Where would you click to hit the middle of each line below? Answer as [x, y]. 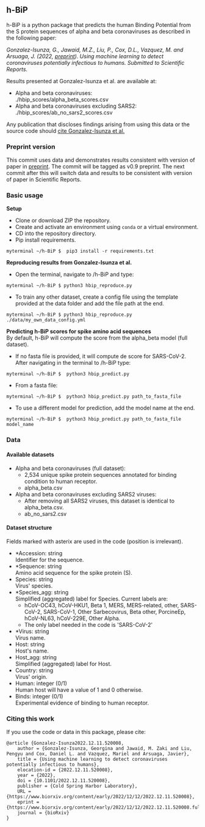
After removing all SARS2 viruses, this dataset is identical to [99, 501]
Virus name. [30, 638]
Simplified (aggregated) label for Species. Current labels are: [92, 599]
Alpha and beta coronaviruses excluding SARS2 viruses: [86, 494]
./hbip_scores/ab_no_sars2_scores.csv [64, 112]
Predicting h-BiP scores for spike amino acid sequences [79, 331]
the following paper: [31, 38]
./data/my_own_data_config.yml [46, 320]
